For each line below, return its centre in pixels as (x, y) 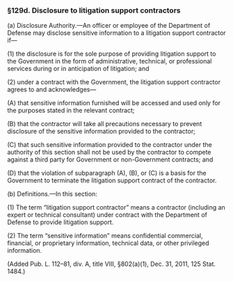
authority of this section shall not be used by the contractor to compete (109, 152)
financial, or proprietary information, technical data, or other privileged (109, 243)
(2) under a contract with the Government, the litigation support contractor (114, 82)
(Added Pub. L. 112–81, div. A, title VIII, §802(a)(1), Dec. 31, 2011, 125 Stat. (112, 264)
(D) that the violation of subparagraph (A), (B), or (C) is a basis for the (107, 173)
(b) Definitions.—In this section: (52, 194)
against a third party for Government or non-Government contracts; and (110, 159)
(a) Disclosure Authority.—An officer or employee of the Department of (109, 26)
